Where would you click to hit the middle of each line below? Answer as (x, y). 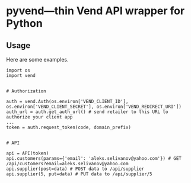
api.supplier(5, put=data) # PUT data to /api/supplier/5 (79, 174)
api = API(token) (28, 153)
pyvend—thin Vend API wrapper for (95, 11)
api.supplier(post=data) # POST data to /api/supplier (75, 169)
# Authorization (26, 91)
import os (18, 70)
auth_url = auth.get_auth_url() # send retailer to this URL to (87, 112)
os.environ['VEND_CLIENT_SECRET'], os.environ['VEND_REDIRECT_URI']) (94, 107)
